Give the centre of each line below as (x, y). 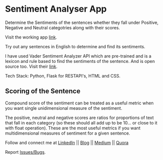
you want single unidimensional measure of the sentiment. (64, 108)
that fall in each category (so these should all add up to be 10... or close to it (81, 122)
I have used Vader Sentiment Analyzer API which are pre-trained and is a (78, 56)
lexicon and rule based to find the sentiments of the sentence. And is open (80, 61)
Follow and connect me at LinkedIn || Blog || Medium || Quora (67, 142)
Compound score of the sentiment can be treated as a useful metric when (79, 103)
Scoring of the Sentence (43, 91)
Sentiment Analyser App (56, 9)
